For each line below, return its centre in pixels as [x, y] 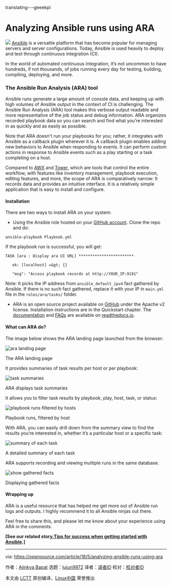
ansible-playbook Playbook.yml [39, 237]
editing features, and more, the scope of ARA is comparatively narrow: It [81, 179]
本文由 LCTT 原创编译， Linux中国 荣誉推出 [50, 578]
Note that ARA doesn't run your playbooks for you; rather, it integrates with [84, 136]
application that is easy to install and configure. [55, 189]
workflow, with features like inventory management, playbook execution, [82, 173]
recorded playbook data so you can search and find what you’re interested [84, 121]
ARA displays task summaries [37, 388]
